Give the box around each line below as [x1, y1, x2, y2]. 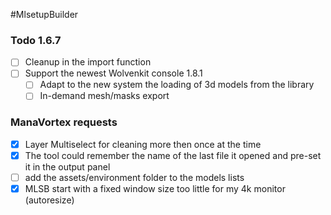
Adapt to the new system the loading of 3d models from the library [39, 79, 315, 91]
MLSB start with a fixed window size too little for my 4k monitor [24, 183, 286, 195]
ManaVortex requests [10, 115, 118, 129]
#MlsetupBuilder [10, 9, 79, 20]
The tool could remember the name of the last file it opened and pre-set [24, 149, 322, 161]
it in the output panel [24, 160, 111, 173]
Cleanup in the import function [24, 56, 152, 68]
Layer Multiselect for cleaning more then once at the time [24, 138, 262, 150]
